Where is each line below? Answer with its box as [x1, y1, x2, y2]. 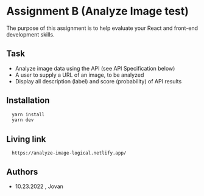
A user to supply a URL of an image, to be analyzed [15, 71, 144, 79]
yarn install [12, 111, 45, 117]
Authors [6, 166, 38, 177]
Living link [6, 134, 46, 144]
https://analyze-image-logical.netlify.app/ [12, 150, 127, 156]
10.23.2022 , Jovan [15, 183, 64, 190]
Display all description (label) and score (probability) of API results [15, 77, 182, 85]
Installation [6, 96, 50, 106]
